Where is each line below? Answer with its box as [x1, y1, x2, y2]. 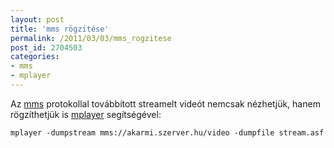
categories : [10, 52, 60, 62]
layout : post [10, 14, 65, 25]
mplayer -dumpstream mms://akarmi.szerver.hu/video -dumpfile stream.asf [10, 127, 325, 138]
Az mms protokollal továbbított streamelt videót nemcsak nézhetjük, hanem [10, 97, 321, 110]
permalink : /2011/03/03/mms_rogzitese [10, 33, 172, 43]
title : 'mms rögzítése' [10, 24, 110, 34]
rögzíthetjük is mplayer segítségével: [10, 108, 162, 120]
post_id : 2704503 [10, 42, 83, 53]
